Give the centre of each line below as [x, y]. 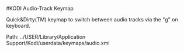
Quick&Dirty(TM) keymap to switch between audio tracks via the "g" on [92, 19]
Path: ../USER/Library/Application [46, 37]
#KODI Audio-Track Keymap [40, 8]
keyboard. [18, 26]
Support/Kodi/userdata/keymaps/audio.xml [58, 43]
